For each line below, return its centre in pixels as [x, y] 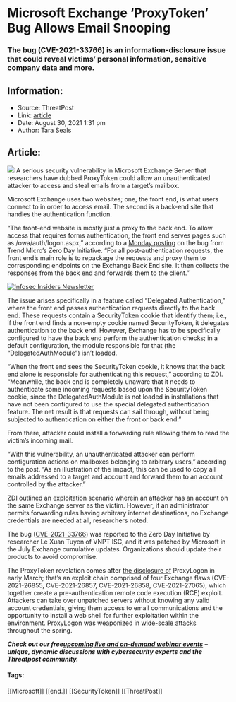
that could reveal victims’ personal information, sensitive [107, 59]
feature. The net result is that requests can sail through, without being [108, 411]
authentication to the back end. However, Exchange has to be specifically [114, 330]
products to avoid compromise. [52, 556]
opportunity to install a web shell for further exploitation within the [103, 615]
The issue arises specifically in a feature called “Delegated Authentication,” [116, 300]
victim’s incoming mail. [40, 440]
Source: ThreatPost [45, 107]
